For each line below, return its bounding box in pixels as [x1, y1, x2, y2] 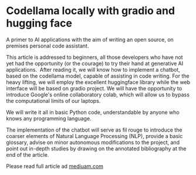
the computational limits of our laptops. [6, 97, 101, 104]
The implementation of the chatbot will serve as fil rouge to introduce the [6, 126, 183, 133]
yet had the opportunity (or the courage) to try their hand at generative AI [6, 60, 184, 67]
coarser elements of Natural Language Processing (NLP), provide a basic [6, 132, 183, 139]
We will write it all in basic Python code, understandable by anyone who [6, 109, 180, 116]
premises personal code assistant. [6, 42, 89, 49]
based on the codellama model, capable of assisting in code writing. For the [6, 72, 190, 79]
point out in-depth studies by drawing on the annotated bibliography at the [6, 145, 187, 152]
